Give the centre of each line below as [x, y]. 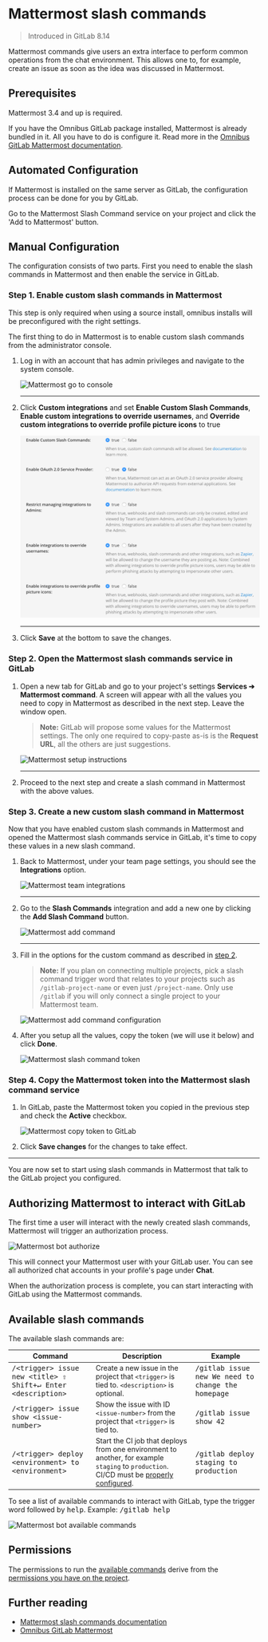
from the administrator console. [60, 345]
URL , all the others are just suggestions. [105, 744]
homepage [212, 1393]
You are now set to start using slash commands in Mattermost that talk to [128, 1170]
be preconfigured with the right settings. [75, 321]
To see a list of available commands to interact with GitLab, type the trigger [132, 1501]
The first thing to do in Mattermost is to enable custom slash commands [126, 337]
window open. [43, 712]
